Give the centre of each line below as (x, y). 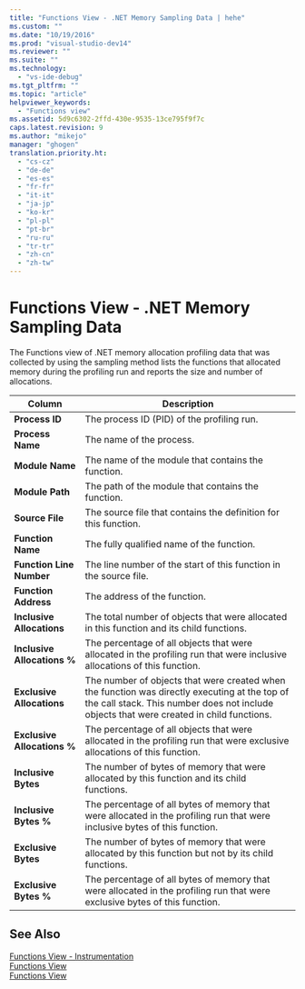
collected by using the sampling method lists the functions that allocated (145, 362)
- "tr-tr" (36, 246)
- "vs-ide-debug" (50, 77)
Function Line (44, 564)
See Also (35, 934)
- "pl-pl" (36, 220)
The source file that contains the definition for (182, 512)
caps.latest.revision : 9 (56, 128)
